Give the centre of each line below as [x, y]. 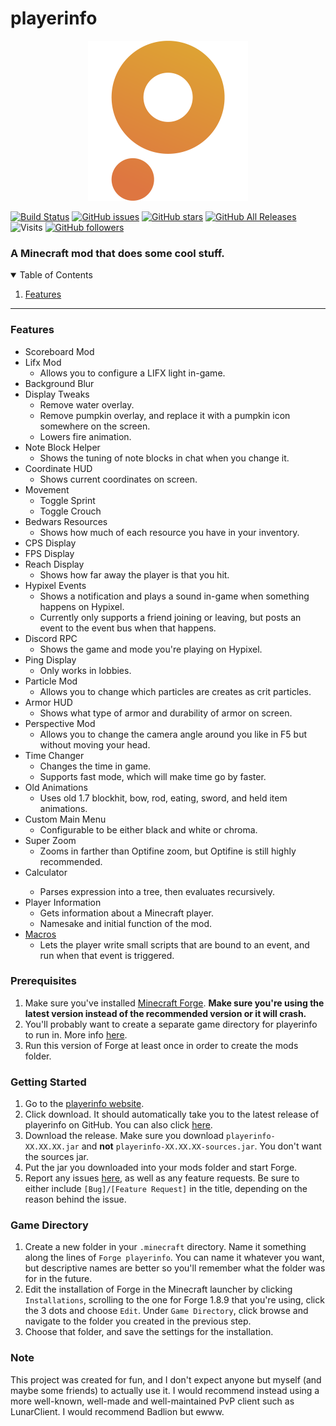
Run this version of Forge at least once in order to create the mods [161, 1045]
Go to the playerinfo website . [84, 1104]
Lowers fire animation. [85, 436]
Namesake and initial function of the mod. [126, 923]
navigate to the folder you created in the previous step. [138, 1321]
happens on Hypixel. [82, 606]
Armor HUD [48, 702]
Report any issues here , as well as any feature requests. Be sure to [162, 1178]
